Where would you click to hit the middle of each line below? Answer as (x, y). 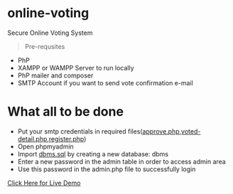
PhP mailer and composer (55, 75)
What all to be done (66, 112)
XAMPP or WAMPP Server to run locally (76, 68)
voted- (191, 131)
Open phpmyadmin (46, 146)
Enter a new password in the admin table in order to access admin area (121, 161)
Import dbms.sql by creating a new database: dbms (93, 153)
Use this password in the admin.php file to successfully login (107, 169)
